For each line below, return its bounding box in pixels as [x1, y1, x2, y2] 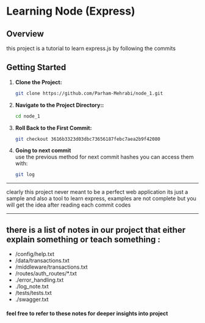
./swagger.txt [15, 296, 49, 303]
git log [15, 172, 35, 178]
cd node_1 [15, 113, 41, 119]
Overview [6, 29, 45, 39]
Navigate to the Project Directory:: [15, 101, 104, 108]
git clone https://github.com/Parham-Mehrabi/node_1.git [15, 90, 164, 96]
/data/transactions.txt [15, 257, 70, 264]
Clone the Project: [15, 78, 62, 86]
